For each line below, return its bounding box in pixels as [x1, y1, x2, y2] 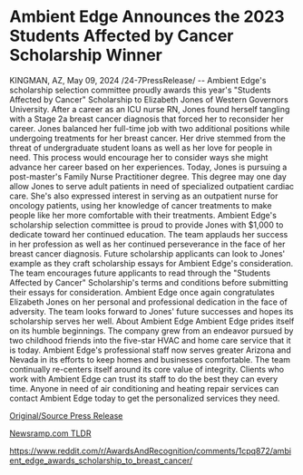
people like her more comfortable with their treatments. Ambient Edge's [9, 209, 277, 220]
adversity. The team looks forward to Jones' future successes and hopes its [9, 305, 294, 316]
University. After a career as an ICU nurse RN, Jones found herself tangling [9, 103, 290, 114]
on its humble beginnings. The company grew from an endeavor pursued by [9, 325, 294, 336]
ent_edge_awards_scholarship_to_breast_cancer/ [9, 455, 193, 466]
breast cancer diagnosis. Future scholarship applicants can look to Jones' [9, 247, 286, 259]
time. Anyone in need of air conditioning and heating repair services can [9, 383, 279, 393]
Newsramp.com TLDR [9, 428, 92, 439]
